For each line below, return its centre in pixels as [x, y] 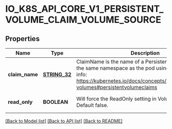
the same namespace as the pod [116, 68]
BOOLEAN [55, 102]
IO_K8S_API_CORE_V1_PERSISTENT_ [84, 9]
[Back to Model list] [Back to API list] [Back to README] [64, 121]
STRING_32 [57, 74]
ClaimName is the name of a [110, 62]
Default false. [92, 105]
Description [145, 53]
